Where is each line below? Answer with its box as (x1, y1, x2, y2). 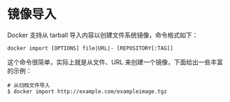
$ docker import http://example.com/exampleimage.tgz (7, 88, 168, 95)
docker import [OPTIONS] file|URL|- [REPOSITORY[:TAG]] (7, 45, 173, 52)
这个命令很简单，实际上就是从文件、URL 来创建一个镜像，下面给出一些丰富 (7, 57, 224, 66)
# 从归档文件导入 (7, 82, 50, 89)
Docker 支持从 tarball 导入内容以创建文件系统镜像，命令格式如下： (7, 31, 199, 39)
